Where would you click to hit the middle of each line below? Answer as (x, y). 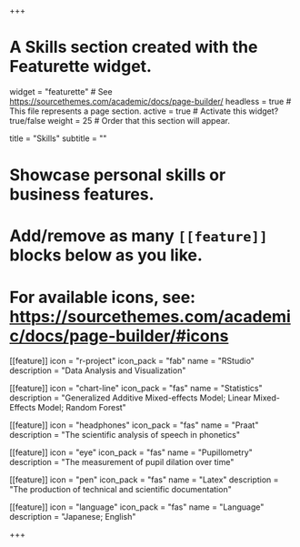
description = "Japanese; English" (73, 517)
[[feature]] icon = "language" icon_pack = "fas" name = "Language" (137, 507)
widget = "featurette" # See (61, 91)
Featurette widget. (81, 67)
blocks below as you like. (106, 255)
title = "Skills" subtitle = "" (58, 138)
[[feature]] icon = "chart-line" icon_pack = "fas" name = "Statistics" (136, 389)
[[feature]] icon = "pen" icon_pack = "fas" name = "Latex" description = (144, 480)
